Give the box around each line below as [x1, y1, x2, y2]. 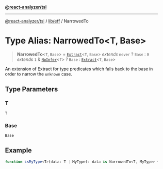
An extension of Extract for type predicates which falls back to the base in [5, 66, 153, 72]
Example [5, 146, 32, 155]
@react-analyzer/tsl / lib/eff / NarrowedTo [5, 18, 89, 24]
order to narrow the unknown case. [5, 71, 72, 77]
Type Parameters [5, 85, 58, 94]
